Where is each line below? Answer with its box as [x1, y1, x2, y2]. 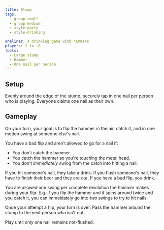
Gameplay [5, 113, 37, 121]
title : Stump [5, 7, 32, 12]
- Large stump [9, 53, 38, 57]
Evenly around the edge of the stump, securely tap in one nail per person [5, 93, 154, 99]
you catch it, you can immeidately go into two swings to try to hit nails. [5, 195, 148, 201]
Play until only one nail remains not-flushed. [5, 219, 95, 225]
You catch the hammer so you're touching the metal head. [12, 155, 131, 161]
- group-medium [9, 21, 41, 26]
